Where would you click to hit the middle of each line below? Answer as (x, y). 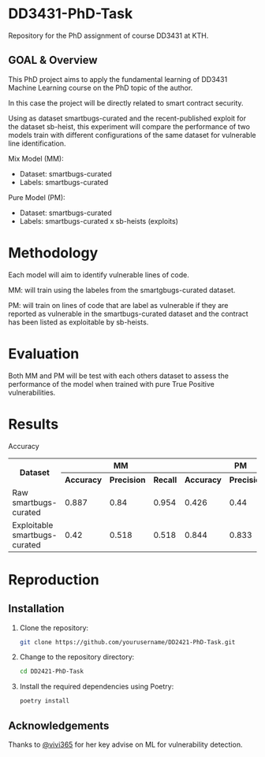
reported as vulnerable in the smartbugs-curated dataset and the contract (128, 314)
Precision (127, 480)
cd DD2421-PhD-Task (52, 672)
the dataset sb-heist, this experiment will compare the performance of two (129, 126)
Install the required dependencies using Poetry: (97, 687)
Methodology (53, 252)
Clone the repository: (54, 628)
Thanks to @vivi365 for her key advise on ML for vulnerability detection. (125, 744)
